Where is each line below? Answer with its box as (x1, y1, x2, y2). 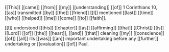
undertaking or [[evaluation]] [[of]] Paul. (5, 41, 89, 47)
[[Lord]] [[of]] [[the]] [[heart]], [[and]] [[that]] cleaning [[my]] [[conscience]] (5, 30, 164, 36)
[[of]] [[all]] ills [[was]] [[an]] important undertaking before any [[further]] (5, 35, 159, 41)
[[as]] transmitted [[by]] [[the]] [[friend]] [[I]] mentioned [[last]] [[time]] (5, 10, 154, 16)
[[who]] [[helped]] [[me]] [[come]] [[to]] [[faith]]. (5, 15, 107, 21)
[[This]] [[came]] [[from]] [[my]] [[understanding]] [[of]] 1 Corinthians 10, (5, 5, 158, 10)
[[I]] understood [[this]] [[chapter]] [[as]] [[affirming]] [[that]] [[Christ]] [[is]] (5, 25, 164, 31)
